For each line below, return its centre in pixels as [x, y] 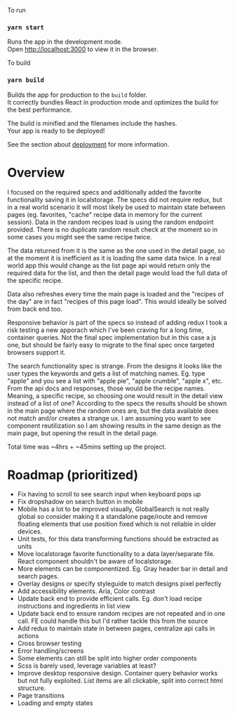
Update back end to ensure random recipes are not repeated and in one [121, 614]
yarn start [26, 27]
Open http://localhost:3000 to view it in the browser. [83, 49]
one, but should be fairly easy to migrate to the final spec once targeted [111, 345]
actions [28, 636]
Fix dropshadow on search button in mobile [80, 502]
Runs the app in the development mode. [65, 42]
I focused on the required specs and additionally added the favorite [105, 192]
